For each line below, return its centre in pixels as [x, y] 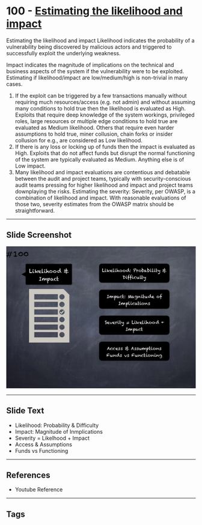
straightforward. [35, 210]
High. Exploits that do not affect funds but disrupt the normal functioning [105, 153]
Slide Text [25, 411]
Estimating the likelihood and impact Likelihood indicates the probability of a [100, 40]
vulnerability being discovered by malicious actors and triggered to [89, 47]
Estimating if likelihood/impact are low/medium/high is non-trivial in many [97, 77]
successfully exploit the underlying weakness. [64, 53]
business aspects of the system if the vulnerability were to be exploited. [95, 71]
